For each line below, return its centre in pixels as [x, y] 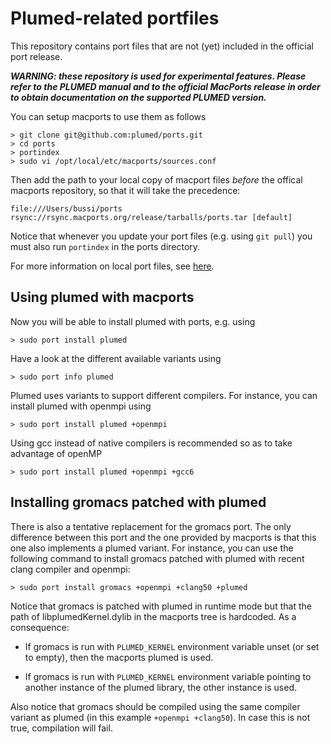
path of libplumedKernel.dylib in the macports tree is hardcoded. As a [153, 616]
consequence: [40, 627]
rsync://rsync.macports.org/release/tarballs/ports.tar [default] [151, 217]
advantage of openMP [56, 453]
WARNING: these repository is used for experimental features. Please [158, 76]
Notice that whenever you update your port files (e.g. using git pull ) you [161, 236]
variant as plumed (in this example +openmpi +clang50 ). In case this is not [160, 717]
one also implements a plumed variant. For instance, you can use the [152, 548]
